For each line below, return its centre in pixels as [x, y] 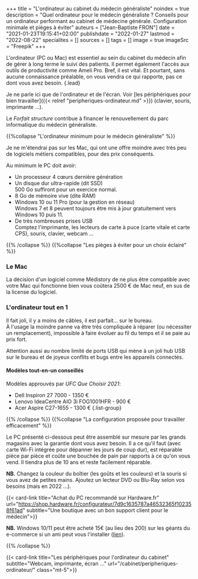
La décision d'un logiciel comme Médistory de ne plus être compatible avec [98, 279]
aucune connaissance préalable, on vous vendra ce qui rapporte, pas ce [94, 77]
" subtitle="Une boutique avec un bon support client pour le [95, 510]
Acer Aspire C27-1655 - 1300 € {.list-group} [68, 407]
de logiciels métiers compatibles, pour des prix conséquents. [80, 154]
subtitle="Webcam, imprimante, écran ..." [56, 563]
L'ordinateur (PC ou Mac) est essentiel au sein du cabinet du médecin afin [96, 58]
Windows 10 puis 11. [39, 215]
